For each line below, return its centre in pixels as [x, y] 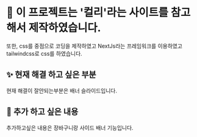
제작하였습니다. [65, 28]
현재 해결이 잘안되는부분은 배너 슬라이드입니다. [62, 91]
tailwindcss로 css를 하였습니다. [44, 53]
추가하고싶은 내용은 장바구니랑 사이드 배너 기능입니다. [70, 128]
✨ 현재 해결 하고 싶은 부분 [51, 75]
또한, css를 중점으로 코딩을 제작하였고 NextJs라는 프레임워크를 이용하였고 [95, 46]
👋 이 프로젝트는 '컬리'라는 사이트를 [88, 13]
